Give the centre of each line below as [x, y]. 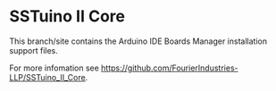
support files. [33, 50]
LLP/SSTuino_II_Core [48, 77]
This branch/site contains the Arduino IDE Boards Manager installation [138, 41]
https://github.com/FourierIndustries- [170, 68]
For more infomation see [54, 68]
